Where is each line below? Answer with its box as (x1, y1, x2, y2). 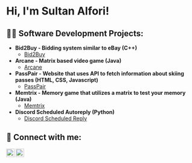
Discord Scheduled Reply (24, 115, 88, 122)
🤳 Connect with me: (6, 132, 82, 142)
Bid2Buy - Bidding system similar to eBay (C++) (14, 44, 138, 51)
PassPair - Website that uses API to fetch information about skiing (14, 70, 184, 77)
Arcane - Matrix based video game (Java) (14, 57, 122, 64)
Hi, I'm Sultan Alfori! (6, 4, 110, 18)
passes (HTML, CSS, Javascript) (14, 77, 98, 83)
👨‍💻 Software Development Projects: (6, 28, 144, 39)
